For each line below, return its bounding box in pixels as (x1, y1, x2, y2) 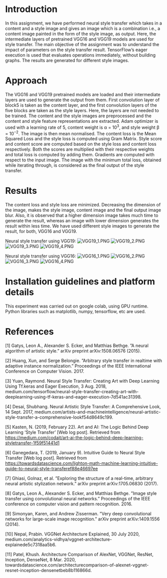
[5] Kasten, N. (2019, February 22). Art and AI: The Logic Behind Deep (5, 424, 149, 430)
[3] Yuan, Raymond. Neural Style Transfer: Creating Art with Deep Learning (5, 378, 160, 384)
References (5, 326, 54, 338)
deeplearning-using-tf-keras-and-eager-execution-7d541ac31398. (5, 394, 142, 400)
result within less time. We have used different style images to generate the (5, 223, 160, 229)
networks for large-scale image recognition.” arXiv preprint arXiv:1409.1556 (5, 516, 160, 522)
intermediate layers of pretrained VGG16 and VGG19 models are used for (5, 36, 154, 42)
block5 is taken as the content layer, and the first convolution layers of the (5, 102, 157, 108)
